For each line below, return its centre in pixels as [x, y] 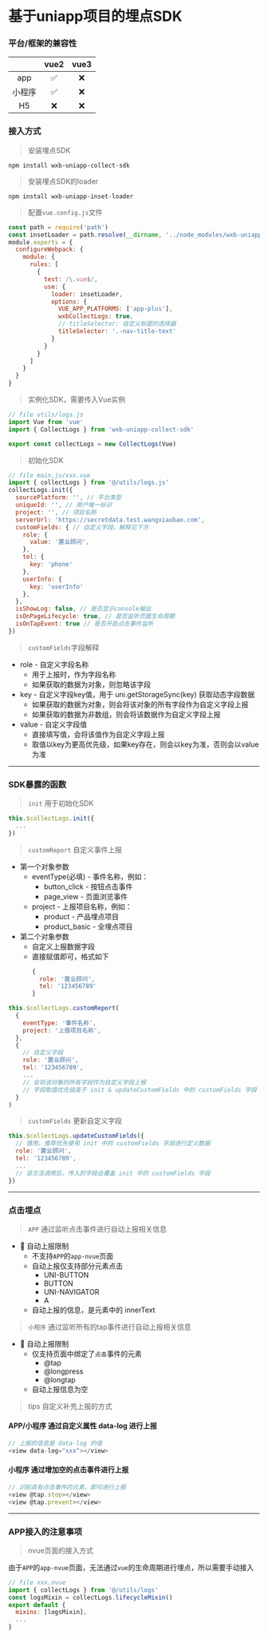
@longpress [63, 1371]
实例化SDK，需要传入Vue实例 [77, 399]
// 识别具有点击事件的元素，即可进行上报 [67, 1487]
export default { [37, 1605]
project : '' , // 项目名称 [56, 512]
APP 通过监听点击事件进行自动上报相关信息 [97, 1229]
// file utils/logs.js [46, 415]
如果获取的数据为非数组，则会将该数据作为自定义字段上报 [126, 714]
